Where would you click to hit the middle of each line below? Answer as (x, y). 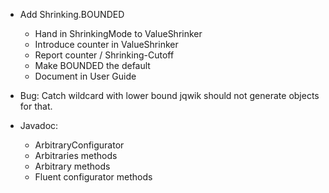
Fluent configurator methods (93, 177)
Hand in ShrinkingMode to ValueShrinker (118, 33)
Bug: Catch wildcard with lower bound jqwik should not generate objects (169, 95)
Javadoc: (39, 125)
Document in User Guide (85, 76)
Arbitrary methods (72, 166)
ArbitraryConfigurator (79, 145)
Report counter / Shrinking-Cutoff (104, 55)
